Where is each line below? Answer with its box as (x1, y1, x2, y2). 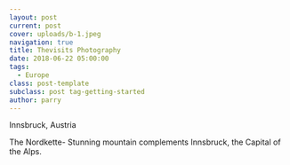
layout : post (9, 12, 58, 22)
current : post (9, 21, 62, 30)
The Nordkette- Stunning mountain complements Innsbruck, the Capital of (9, 137, 282, 147)
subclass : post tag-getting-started (9, 87, 145, 96)
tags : (9, 63, 29, 72)
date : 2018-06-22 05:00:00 (9, 54, 109, 63)
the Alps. (9, 146, 43, 157)
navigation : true (9, 37, 74, 47)
